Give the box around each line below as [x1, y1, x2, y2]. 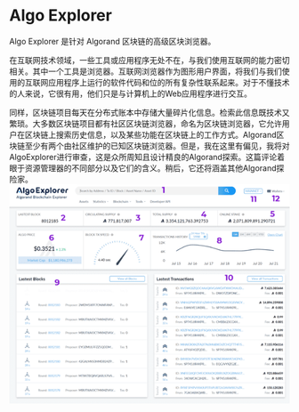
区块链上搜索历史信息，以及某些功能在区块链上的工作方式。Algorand [24, 129, 278, 140]
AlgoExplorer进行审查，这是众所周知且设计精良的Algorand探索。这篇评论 [9, 151, 278, 162]
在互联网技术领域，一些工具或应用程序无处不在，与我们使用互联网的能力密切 [9, 54, 290, 65]
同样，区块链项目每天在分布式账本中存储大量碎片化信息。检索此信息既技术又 [9, 107, 290, 117]
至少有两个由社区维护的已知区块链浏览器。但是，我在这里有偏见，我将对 [24, 140, 290, 151]
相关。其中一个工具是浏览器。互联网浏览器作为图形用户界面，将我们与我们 [9, 66, 282, 77]
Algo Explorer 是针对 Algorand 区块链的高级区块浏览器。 [9, 36, 216, 46]
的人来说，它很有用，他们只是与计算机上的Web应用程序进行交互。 [9, 88, 252, 99]
